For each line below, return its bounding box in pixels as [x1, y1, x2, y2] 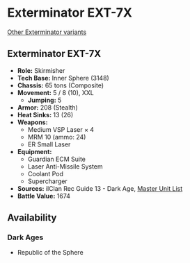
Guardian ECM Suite [27, 155, 86, 163]
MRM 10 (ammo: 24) [27, 133, 86, 141]
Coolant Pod [27, 169, 64, 178]
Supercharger [27, 177, 68, 185]
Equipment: [17, 147, 52, 155]
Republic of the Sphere [17, 248, 84, 257]
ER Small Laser [27, 140, 71, 149]
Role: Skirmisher [17, 66, 65, 74]
